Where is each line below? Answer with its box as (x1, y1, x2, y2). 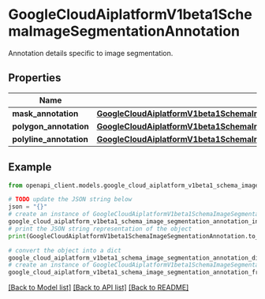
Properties (8, 71, 62, 84)
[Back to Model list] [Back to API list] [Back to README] (8, 282, 189, 293)
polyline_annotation (12, 133, 89, 144)
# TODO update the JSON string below (8, 196, 132, 204)
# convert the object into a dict (8, 246, 122, 254)
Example (8, 160, 52, 174)
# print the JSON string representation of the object (8, 225, 192, 233)
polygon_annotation (12, 121, 89, 132)
